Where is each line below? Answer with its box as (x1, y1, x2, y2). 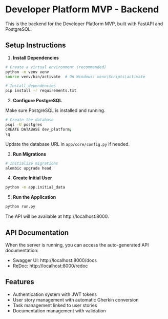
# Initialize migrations (5, 161, 58, 166)
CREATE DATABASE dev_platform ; (5, 127, 72, 132)
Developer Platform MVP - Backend (5, 4, 159, 15)
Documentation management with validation (12, 307, 106, 314)
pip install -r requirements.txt (5, 88, 77, 93)
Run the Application (12, 194, 56, 200)
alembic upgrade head (5, 165, 52, 171)
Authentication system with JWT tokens (12, 291, 97, 297)
